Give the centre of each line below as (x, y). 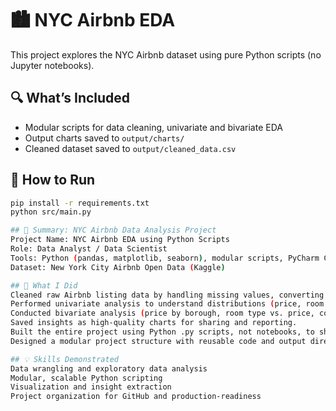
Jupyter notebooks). (52, 65)
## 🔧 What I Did (44, 285)
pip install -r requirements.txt (80, 203)
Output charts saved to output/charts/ (104, 138)
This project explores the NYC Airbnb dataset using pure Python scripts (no (166, 54)
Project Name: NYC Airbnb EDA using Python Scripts (120, 240)
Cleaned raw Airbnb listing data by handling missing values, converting (167, 295)
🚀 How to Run (53, 180)
